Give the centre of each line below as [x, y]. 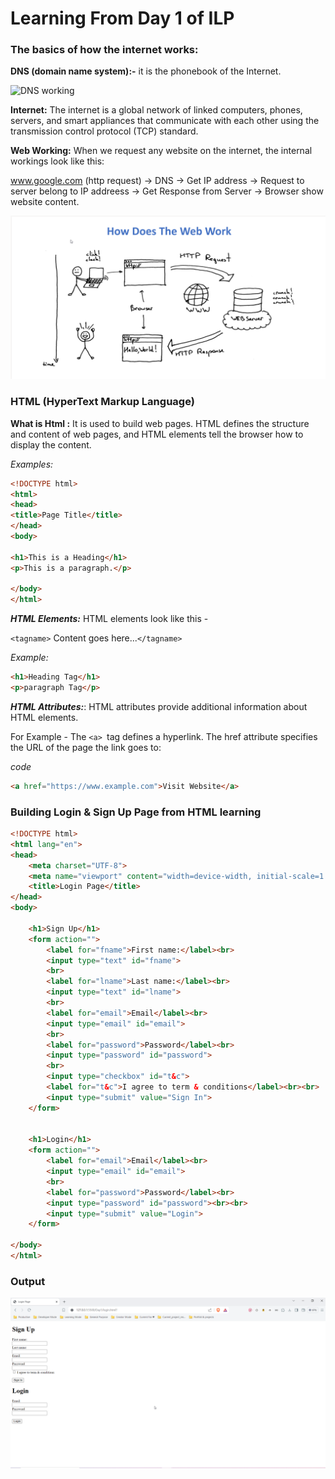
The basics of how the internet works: [104, 50]
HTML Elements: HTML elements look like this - [109, 619]
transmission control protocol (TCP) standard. [104, 131]
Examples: [32, 464]
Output [28, 1281]
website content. [45, 202]
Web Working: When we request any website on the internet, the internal [161, 151]
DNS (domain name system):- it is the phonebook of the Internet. [146, 71]
